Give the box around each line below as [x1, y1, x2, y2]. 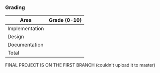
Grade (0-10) [49, 17, 82, 24]
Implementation [7, 25, 44, 32]
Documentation [7, 41, 44, 48]
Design [7, 33, 24, 40]
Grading [5, 4, 25, 11]
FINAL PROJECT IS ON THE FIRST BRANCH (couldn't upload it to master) [5, 62, 156, 68]
